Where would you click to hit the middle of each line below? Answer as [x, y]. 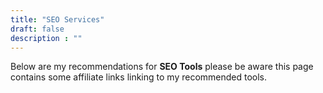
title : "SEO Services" [57, 19]
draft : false [37, 29]
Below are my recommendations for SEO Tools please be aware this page [162, 67]
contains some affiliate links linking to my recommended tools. [139, 77]
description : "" [46, 38]
